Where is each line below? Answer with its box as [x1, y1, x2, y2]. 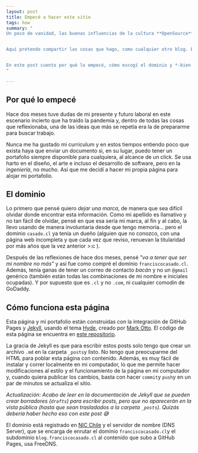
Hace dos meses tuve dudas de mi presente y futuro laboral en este [6, 110, 171, 118]
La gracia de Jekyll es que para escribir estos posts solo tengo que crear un [6, 342, 191, 349]
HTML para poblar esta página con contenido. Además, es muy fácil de [6, 355, 179, 362]
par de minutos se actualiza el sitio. [6, 380, 92, 387]
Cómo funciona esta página [6, 302, 110, 312]
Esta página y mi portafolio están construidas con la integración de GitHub [6, 318, 187, 325]
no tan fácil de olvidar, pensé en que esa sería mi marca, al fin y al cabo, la [6, 217, 187, 224]
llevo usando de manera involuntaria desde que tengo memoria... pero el [6, 224, 183, 231]
